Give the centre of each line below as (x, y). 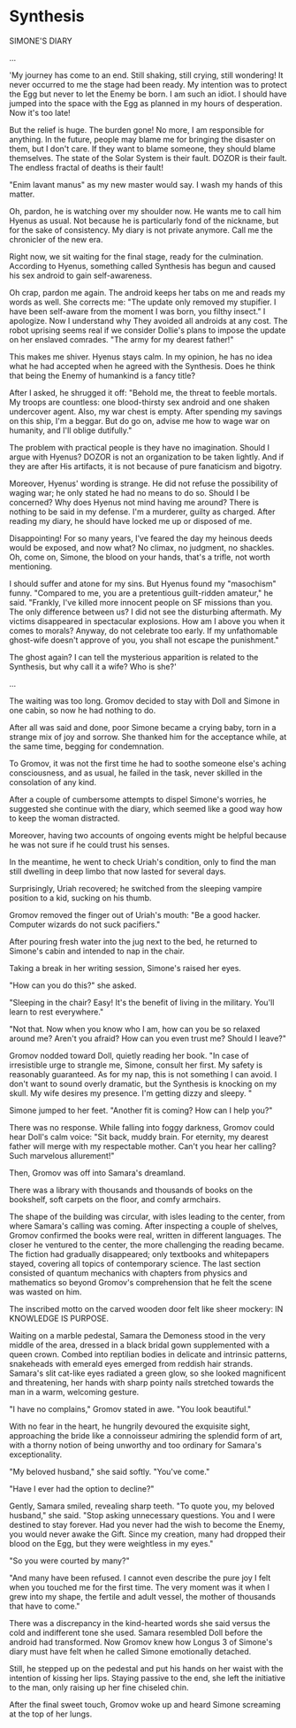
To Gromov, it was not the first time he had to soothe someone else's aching (148, 763)
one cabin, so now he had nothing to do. (83, 710)
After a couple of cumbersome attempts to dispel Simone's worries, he (138, 799)
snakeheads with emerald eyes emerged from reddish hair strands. (131, 1363)
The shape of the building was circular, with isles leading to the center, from (147, 1216)
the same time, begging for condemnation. (87, 746)
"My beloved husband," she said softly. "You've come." (110, 1471)
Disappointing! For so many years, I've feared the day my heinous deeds (141, 538)
